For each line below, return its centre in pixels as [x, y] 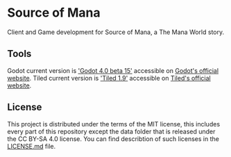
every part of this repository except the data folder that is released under [111, 131]
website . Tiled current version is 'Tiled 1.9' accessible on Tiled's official [109, 78]
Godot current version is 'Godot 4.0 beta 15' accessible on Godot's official [113, 70]
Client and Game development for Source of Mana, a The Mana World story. [116, 32]
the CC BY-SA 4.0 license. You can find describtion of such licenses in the [113, 139]
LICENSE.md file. [32, 146]
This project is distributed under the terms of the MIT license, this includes [114, 124]
